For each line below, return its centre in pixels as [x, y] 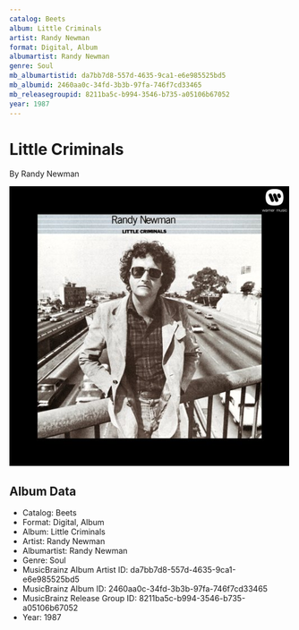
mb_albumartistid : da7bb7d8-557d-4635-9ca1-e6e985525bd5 [118, 76]
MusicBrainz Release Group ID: [79, 599]
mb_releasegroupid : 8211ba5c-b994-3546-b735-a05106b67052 [120, 94]
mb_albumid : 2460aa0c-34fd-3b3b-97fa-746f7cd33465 [106, 85]
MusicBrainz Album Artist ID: [75, 570]
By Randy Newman [44, 174]
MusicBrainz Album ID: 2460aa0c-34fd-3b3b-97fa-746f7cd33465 [145, 589]
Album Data [43, 491]
